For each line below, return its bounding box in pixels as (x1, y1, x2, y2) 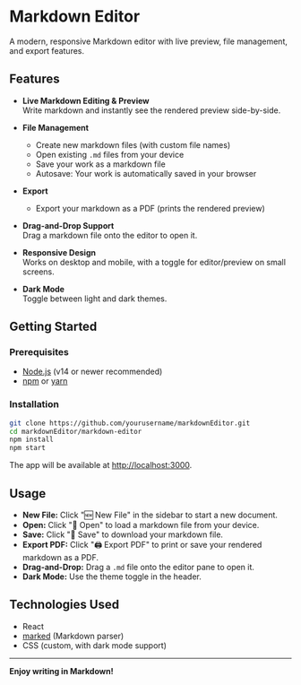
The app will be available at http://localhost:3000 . (9, 460, 193, 471)
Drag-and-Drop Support (21, 220, 115, 230)
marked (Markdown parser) (21, 630, 125, 641)
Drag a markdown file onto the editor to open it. (21, 230, 198, 240)
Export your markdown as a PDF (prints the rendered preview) (35, 203, 266, 213)
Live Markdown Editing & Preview (21, 95, 150, 106)
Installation (9, 398, 60, 411)
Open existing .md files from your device (35, 149, 185, 160)
